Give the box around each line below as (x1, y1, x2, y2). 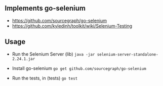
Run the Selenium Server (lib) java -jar (12, 51, 95, 57)
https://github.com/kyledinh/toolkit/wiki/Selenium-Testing (12, 23, 133, 29)
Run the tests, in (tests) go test (12, 75, 78, 81)
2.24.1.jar (12, 56, 35, 61)
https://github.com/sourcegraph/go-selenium (12, 17, 107, 23)
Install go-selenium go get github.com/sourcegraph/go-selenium (12, 65, 146, 71)
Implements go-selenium (5, 4, 86, 13)
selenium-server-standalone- (97, 52, 158, 57)
